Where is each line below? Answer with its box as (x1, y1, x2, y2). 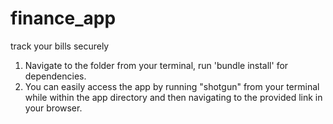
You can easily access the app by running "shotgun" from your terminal (24, 80, 320, 92)
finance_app (10, 7, 117, 30)
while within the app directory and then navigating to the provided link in (24, 91, 323, 103)
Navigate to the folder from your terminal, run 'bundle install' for (24, 59, 289, 71)
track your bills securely (10, 40, 110, 52)
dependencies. (24, 70, 87, 82)
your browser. (24, 102, 83, 114)
